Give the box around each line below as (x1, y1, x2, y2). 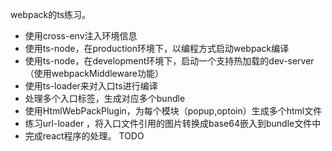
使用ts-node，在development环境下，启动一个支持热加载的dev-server (24, 55, 315, 67)
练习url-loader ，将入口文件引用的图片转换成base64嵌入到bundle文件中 (24, 118, 322, 129)
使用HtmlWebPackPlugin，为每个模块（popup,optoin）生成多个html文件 (24, 105, 323, 117)
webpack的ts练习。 (10, 9, 92, 20)
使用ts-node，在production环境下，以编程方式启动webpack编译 (24, 43, 290, 54)
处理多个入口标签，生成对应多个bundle (24, 93, 186, 104)
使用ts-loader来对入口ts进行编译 (24, 80, 158, 92)
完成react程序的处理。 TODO (24, 130, 145, 142)
